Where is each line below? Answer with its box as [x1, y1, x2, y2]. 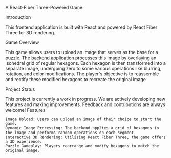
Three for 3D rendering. [5, 30, 55, 35]
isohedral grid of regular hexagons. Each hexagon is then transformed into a [5, 60, 166, 66]
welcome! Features [5, 107, 46, 113]
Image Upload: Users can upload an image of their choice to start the [5, 117, 161, 122]
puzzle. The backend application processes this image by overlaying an [5, 55, 157, 61]
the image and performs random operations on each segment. [5, 130, 137, 135]
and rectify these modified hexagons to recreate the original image [5, 76, 146, 82]
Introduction [5, 14, 31, 20]
